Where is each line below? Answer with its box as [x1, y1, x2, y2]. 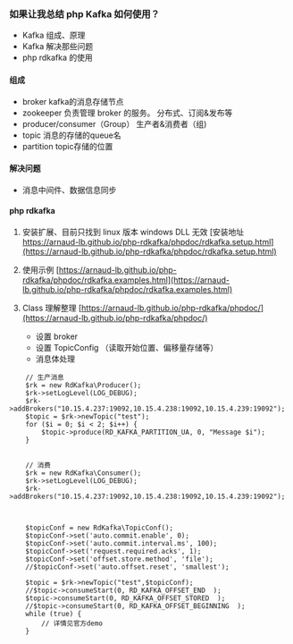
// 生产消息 [25, 373, 64, 382]
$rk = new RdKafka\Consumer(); [25, 468, 142, 478]
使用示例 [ [21, 264, 60, 275]
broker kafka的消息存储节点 [21, 96, 124, 106]
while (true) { [25, 609, 82, 618]
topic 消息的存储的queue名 [21, 130, 121, 140]
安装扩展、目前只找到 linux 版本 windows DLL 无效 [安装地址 [21, 226, 245, 237]
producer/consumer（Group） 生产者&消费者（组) [21, 118, 207, 129]
